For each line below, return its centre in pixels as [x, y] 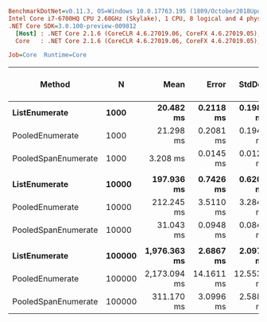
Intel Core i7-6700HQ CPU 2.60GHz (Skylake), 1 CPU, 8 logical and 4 [126, 18]
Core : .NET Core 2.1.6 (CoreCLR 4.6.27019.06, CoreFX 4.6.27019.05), [138, 41]
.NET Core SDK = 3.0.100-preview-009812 [72, 26]
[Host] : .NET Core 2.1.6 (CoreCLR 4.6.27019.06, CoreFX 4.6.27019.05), [138, 33]
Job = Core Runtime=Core [48, 55]
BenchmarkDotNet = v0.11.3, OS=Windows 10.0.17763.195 [97, 11]
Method [55, 84]
